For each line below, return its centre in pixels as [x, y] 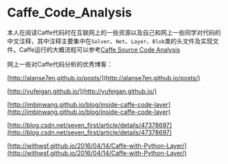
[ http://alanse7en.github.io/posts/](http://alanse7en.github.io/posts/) [104, 78]
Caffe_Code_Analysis [70, 13]
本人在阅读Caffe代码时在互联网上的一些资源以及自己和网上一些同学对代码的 [114, 32]
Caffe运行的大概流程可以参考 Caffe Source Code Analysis [100, 49]
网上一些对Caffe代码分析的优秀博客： [60, 64]
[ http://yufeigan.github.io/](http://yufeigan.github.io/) [82, 91]
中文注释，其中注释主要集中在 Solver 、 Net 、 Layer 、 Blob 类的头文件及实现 [110, 41]
